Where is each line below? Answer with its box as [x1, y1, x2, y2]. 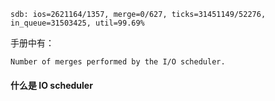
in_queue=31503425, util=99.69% [10, 18, 145, 28]
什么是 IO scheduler [10, 79, 93, 91]
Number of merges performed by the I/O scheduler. [10, 57, 226, 67]
